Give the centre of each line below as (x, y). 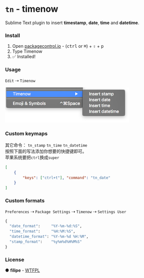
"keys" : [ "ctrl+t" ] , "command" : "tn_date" (67, 178)
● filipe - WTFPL (23, 270)
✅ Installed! (24, 57)
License (15, 259)
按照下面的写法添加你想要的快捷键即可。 (46, 151)
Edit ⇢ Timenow (20, 80)
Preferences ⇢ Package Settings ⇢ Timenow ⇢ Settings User (66, 211)
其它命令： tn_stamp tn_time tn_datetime (46, 145)
